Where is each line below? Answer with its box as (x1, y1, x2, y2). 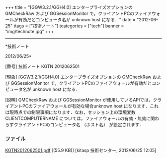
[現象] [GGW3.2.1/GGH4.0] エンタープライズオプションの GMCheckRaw (5, 74, 152, 80)
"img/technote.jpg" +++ (5, 29, 54, 34)
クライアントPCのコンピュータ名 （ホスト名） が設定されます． (13, 122, 144, 127)
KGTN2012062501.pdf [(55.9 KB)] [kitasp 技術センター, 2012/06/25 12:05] (5, 148, 157, 154)
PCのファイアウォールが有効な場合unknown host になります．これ (22, 103, 159, 109)
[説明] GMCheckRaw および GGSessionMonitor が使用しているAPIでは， (5, 97, 153, 103)
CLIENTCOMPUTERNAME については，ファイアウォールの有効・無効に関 (5, 115, 155, 121)
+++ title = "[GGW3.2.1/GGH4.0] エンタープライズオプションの (5, 4, 133, 10)
